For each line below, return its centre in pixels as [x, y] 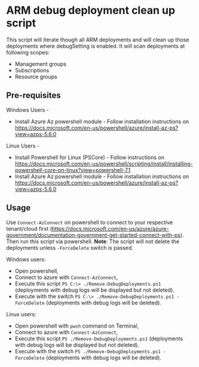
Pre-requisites [33, 95]
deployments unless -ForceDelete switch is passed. [70, 247]
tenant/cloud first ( [29, 228]
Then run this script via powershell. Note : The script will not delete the [93, 241]
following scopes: [28, 52]
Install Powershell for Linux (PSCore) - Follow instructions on [89, 157]
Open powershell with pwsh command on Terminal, [77, 326]
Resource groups [36, 77]
